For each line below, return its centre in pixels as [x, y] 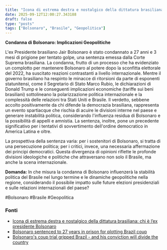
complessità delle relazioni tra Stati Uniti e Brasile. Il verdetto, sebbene [77, 100]
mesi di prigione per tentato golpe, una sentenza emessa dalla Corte [75, 57]
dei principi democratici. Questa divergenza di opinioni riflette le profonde [81, 152]
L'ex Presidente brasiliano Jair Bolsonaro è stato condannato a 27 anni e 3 [81, 52]
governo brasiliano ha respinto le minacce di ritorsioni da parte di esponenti [83, 79]
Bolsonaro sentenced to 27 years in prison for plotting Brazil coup [80, 232]
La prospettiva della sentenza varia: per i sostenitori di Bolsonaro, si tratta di [83, 141]
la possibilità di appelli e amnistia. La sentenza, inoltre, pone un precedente [82, 121]
